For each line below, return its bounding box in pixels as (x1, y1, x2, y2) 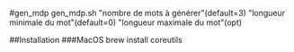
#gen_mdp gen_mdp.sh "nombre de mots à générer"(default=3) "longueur (9, 8, 286, 18)
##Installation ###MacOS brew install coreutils (9, 35, 183, 45)
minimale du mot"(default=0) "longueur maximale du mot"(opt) (9, 17, 243, 28)
